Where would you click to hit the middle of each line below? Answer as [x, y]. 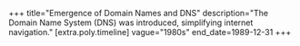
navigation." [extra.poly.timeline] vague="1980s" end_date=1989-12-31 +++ [150, 32]
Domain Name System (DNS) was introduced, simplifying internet [131, 23]
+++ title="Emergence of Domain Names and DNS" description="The [139, 13]
